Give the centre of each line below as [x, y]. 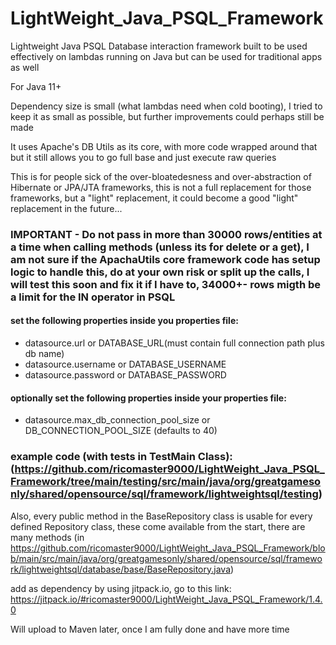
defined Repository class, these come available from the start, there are [158, 526]
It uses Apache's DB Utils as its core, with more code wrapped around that [164, 146]
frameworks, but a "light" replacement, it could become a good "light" [154, 198]
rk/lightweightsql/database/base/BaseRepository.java [120, 569]
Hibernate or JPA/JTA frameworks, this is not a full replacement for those [161, 187]
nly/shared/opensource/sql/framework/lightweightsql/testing [164, 494]
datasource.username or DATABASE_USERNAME [125, 364]
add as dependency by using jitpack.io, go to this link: [121, 588]
